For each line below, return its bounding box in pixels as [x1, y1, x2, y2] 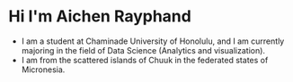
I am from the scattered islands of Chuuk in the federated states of [21, 54, 269, 65]
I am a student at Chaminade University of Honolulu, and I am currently [21, 36, 285, 46]
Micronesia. [21, 64, 66, 75]
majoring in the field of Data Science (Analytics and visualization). [21, 45, 266, 55]
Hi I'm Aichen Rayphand [8, 6, 192, 27]
